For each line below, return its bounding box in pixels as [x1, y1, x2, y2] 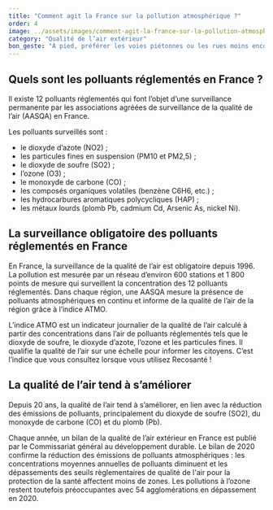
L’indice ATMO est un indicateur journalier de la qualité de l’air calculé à [8, 320, 248, 329]
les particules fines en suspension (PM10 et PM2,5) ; [19, 151, 197, 161]
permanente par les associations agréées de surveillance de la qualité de [8, 102, 253, 112]
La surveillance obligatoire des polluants [8, 227, 218, 241]
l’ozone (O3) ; [19, 168, 67, 178]
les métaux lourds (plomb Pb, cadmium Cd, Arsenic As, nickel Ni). [19, 203, 241, 212]
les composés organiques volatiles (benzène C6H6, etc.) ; [19, 185, 214, 195]
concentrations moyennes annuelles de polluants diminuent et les [8, 459, 228, 469]
